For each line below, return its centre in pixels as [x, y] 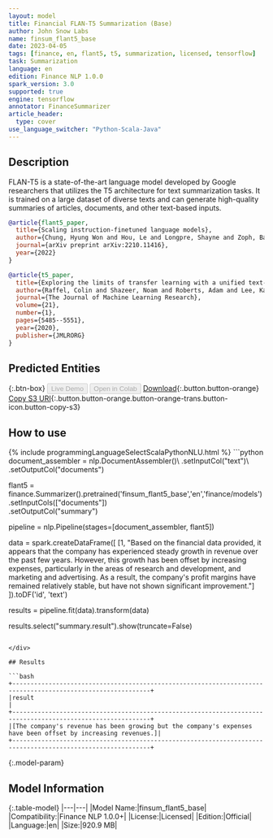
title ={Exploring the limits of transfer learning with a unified [130, 282]
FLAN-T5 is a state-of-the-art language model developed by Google [122, 182]
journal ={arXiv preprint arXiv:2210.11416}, [92, 245]
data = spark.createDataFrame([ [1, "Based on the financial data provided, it [135, 543]
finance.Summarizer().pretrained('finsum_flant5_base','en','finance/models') [135, 494]
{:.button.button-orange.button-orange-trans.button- [140, 398]
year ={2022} [36, 253]
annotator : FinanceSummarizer [60, 106]
